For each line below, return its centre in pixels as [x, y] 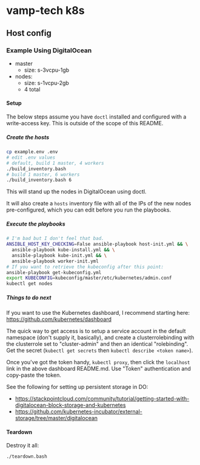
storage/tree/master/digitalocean [56, 418]
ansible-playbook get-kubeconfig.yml [54, 272]
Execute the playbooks [36, 224]
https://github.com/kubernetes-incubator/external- [78, 412]
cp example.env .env [32, 152]
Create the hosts [28, 137]
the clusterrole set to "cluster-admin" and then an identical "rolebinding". [97, 344]
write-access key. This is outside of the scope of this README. [85, 123]
